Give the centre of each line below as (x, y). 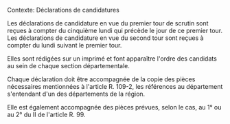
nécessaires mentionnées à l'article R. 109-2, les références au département (115, 86)
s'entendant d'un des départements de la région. (76, 94)
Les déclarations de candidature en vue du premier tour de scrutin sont (108, 23)
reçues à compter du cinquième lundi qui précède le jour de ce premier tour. (115, 31)
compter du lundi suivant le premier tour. (65, 45)
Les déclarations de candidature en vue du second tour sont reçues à (105, 38)
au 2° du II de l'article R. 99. (46, 114)
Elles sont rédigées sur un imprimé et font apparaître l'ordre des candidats (112, 59)
